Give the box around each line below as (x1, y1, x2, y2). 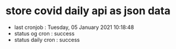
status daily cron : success (14, 36, 80, 43)
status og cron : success (14, 30, 75, 37)
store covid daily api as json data (5, 4, 171, 18)
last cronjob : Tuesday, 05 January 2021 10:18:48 (14, 24, 134, 31)
